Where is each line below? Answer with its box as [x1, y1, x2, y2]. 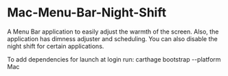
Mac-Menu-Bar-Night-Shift [7, 5, 167, 21]
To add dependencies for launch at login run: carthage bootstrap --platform [7, 55, 221, 63]
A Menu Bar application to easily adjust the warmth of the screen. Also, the [7, 27, 219, 36]
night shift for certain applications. [7, 42, 104, 50]
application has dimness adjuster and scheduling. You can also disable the [7, 34, 218, 42]
